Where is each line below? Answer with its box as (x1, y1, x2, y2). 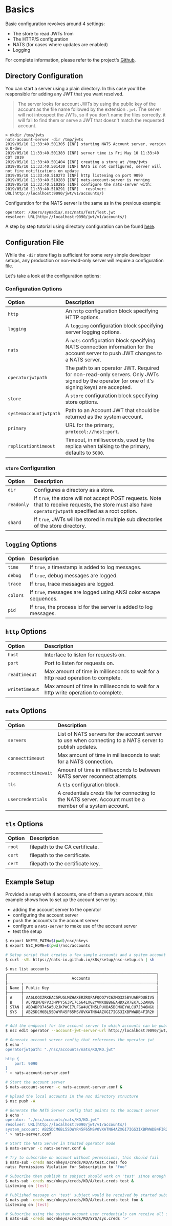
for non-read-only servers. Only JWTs (65, 371, 159, 378)
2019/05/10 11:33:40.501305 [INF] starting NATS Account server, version (5, 141, 166, 147)
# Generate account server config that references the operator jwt (5, 1038, 155, 1043)
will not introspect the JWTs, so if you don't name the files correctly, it (17, 111, 166, 118)
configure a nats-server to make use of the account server (12, 923, 137, 929)
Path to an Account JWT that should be (65, 406, 160, 414)
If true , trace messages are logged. (30, 580, 115, 587)
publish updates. (57, 743, 98, 750)
